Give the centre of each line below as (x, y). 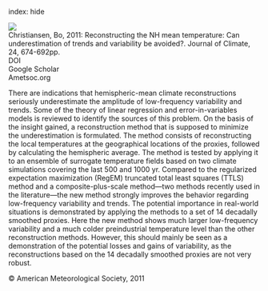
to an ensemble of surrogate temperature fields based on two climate (123, 161)
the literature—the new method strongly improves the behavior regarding (129, 195)
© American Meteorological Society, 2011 (76, 278)
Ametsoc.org (30, 78)
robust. (20, 263)
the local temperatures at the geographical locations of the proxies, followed (134, 144)
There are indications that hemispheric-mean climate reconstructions (122, 93)
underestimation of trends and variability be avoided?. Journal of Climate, (129, 44)
